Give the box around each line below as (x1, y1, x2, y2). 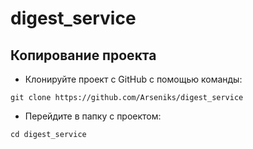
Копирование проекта (10, 47, 157, 64)
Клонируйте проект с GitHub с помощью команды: (24, 73, 243, 85)
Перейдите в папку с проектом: (24, 110, 162, 122)
